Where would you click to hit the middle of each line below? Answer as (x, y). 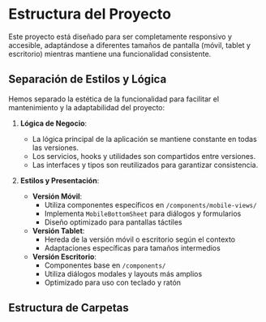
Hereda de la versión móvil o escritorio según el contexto (140, 239)
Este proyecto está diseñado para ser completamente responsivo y (120, 36)
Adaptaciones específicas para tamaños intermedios (132, 247)
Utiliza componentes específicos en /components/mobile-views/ (150, 204)
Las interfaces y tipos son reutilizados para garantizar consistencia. (145, 165)
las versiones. (56, 148)
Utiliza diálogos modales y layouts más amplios (123, 273)
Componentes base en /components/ (105, 265)
